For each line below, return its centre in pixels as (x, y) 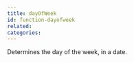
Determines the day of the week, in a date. (67, 52)
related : (20, 26)
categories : (24, 33)
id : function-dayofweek (41, 20)
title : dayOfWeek (32, 13)
